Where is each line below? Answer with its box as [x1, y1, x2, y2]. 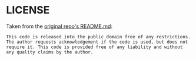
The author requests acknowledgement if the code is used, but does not [6, 39, 188, 45]
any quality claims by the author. [6, 49, 94, 55]
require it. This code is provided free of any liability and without [6, 44, 183, 50]
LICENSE [6, 3, 50, 17]
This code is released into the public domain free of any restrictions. [6, 34, 191, 40]
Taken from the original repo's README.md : [6, 23, 113, 30]
